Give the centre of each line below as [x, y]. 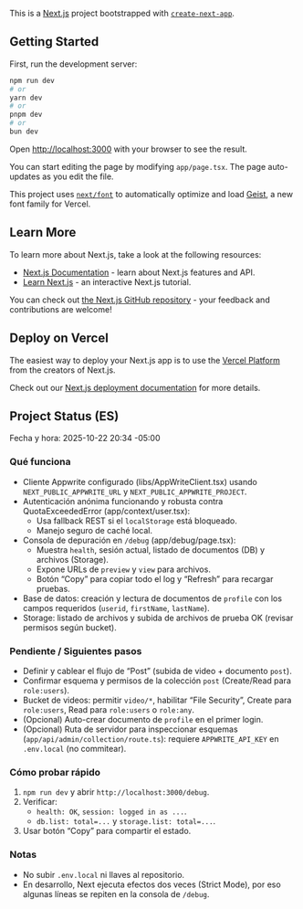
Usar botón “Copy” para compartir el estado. [107, 831]
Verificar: [40, 802]
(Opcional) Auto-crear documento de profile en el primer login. [143, 719]
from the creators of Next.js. [63, 370]
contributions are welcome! [61, 309]
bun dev [24, 132]
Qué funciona [40, 462]
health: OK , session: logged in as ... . [111, 811]
